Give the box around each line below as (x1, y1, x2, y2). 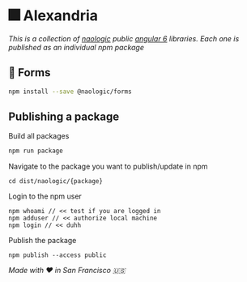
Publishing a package (8, 110, 120, 124)
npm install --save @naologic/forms (8, 88, 132, 96)
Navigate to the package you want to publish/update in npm (8, 161, 208, 172)
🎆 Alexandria (8, 6, 99, 25)
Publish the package (8, 236, 77, 246)
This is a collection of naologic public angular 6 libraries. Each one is (8, 33, 240, 43)
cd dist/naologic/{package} (8, 177, 104, 186)
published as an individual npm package (8, 42, 144, 52)
